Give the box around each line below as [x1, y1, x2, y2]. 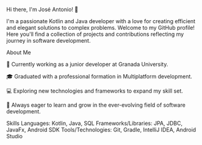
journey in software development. [6, 37, 91, 44]
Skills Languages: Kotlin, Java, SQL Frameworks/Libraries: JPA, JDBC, [6, 119, 183, 127]
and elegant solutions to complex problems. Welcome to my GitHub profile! [6, 24, 195, 31]
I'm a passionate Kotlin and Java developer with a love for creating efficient [6, 18, 196, 24]
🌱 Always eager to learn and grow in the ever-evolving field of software [6, 101, 186, 108]
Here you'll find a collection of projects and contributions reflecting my [6, 30, 184, 38]
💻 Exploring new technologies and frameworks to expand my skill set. [6, 87, 183, 94]
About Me [6, 49, 32, 56]
